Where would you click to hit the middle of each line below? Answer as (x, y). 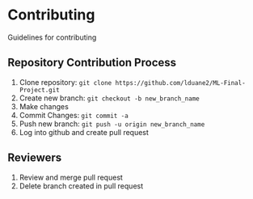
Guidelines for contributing (52, 37)
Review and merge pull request (71, 177)
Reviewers (35, 158)
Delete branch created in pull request (81, 186)
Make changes (44, 106)
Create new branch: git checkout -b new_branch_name (109, 98)
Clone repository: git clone (65, 82)
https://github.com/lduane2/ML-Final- (180, 83)
